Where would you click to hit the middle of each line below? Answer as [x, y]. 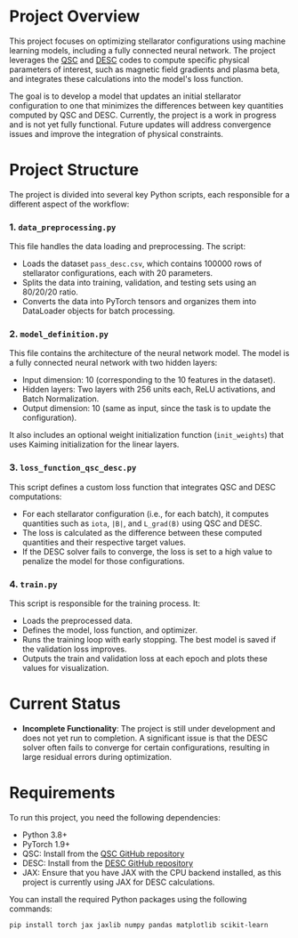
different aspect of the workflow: [69, 204]
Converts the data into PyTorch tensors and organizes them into [139, 302]
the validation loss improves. [74, 649]
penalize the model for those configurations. [103, 561]
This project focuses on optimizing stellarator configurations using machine [148, 41]
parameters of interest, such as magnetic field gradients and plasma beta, [145, 69]
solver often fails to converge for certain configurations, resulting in [145, 748]
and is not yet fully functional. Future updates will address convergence [140, 124]
